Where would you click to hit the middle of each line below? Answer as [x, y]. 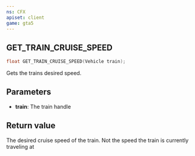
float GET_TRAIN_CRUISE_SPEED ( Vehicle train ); [66, 62]
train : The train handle [43, 106]
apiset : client [25, 18]
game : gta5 [20, 23]
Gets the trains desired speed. [44, 73]
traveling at [20, 146]
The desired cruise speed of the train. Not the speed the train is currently [97, 140]
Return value [31, 125]
